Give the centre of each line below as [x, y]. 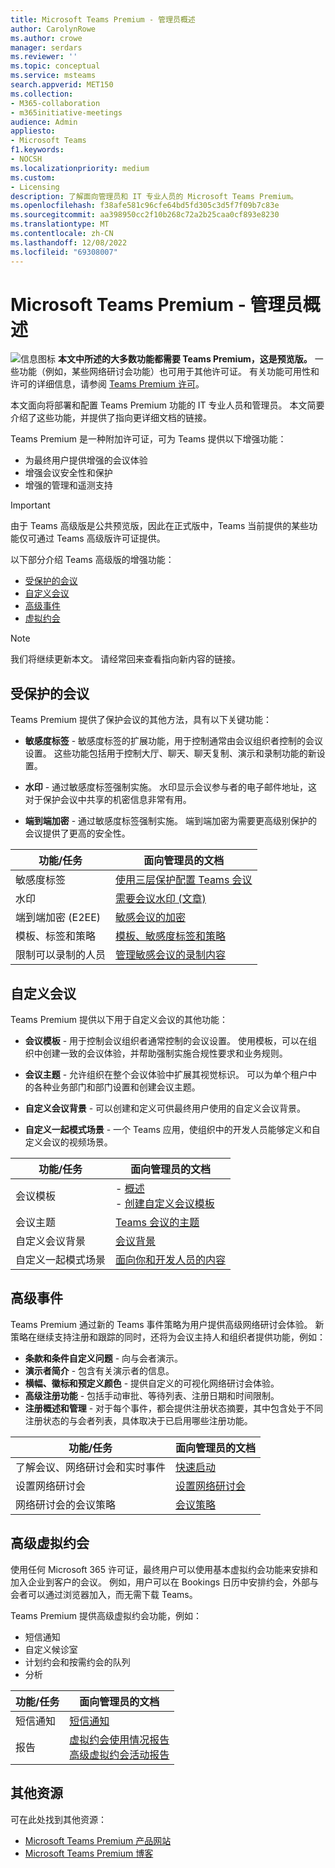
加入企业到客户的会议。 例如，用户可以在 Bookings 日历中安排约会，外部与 [165, 1582]
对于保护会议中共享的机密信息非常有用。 [108, 800]
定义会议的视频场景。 [68, 1142]
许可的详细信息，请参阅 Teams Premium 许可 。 [107, 384]
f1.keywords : [37, 150]
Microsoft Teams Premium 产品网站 [98, 1840]
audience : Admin [44, 122]
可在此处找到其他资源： [58, 1819]
